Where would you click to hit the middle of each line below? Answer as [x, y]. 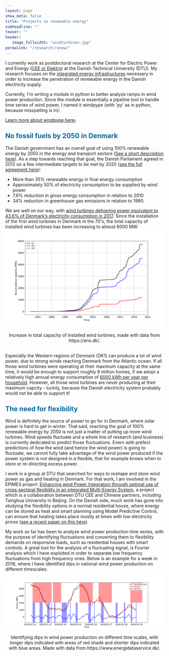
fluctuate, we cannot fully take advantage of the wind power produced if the [84, 453]
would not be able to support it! [38, 393]
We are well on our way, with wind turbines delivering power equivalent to [82, 210]
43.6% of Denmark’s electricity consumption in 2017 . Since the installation [82, 216]
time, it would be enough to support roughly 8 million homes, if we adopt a [82, 371]
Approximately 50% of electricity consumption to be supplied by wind [85, 185]
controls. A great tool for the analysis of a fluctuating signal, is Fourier [77, 548]
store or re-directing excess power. [42, 464]
